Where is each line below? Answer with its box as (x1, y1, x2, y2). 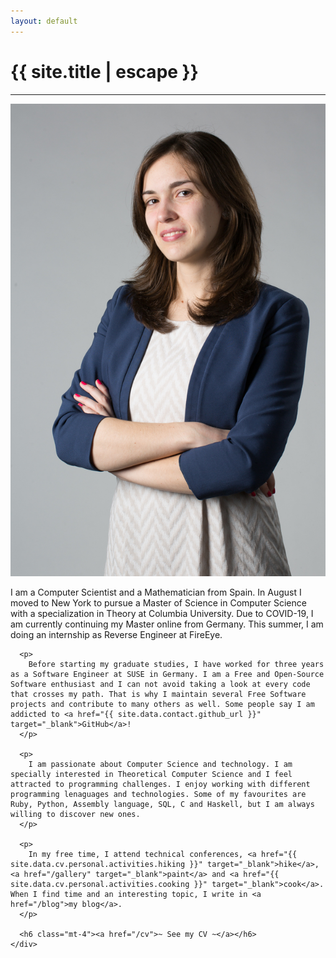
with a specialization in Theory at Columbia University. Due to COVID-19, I (10, 607, 314, 619)
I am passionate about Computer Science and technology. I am (28, 759, 293, 769)
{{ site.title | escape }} (10, 60, 199, 83)
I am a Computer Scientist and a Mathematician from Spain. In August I (10, 586, 302, 598)
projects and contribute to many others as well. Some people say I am (10, 699, 315, 709)
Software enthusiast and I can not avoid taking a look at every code (10, 679, 311, 689)
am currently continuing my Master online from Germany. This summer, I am (10, 618, 324, 630)
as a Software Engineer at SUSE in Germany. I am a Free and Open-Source (10, 669, 325, 679)
